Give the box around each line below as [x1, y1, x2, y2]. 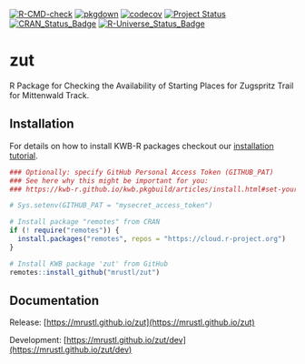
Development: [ [9, 335, 67, 346]
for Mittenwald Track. [9, 89, 90, 100]
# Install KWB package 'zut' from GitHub [9, 259, 169, 268]
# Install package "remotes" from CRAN [9, 217, 161, 227]
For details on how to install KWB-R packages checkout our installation [9, 140, 274, 151]
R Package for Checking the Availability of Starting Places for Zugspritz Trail [9, 80, 294, 91]
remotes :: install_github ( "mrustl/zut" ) [9, 268, 161, 277]
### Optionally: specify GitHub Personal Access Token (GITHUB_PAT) [9, 167, 274, 177]
